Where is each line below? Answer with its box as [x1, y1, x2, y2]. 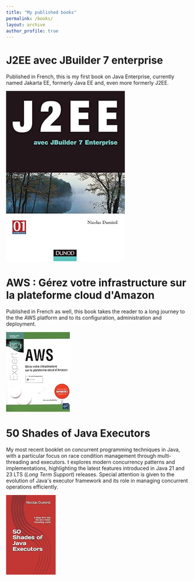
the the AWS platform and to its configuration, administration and [6, 314, 162, 321]
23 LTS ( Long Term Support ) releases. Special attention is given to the [6, 471, 175, 478]
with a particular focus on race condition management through [6, 452, 156, 459]
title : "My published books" [6, 9, 77, 15]
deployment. [6, 320, 36, 327]
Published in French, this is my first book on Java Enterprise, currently [6, 73, 175, 80]
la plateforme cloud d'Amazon [6, 289, 155, 302]
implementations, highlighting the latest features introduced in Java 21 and [6, 465, 185, 472]
